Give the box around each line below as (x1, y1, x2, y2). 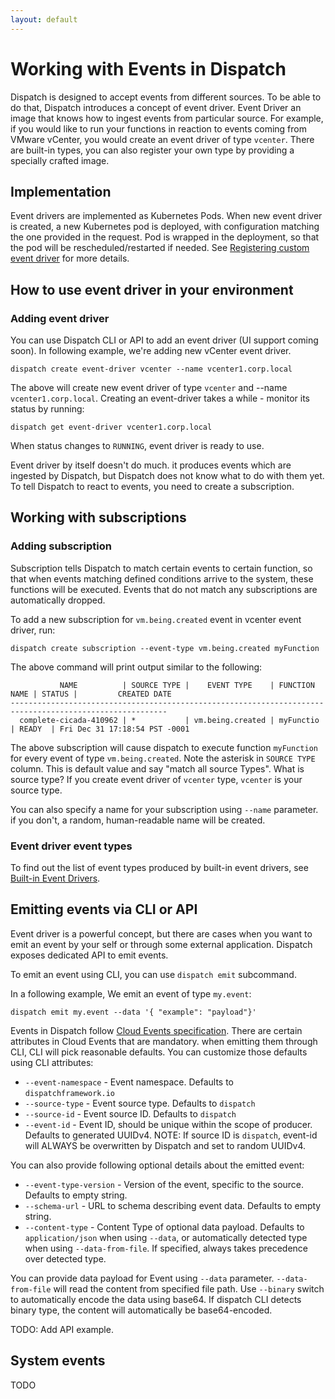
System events (10, 1352, 106, 1370)
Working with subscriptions (10, 509, 187, 526)
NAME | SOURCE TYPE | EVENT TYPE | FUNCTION (59, 680, 315, 690)
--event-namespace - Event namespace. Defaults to (24, 1076, 234, 1088)
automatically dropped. (10, 594, 106, 606)
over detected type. (24, 1252, 107, 1265)
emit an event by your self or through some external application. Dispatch (10, 938, 313, 950)
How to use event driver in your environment (10, 281, 294, 298)
